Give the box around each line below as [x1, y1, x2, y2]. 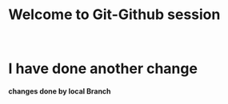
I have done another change [8, 60, 198, 78]
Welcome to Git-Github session [8, 6, 221, 24]
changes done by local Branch [8, 86, 111, 96]
